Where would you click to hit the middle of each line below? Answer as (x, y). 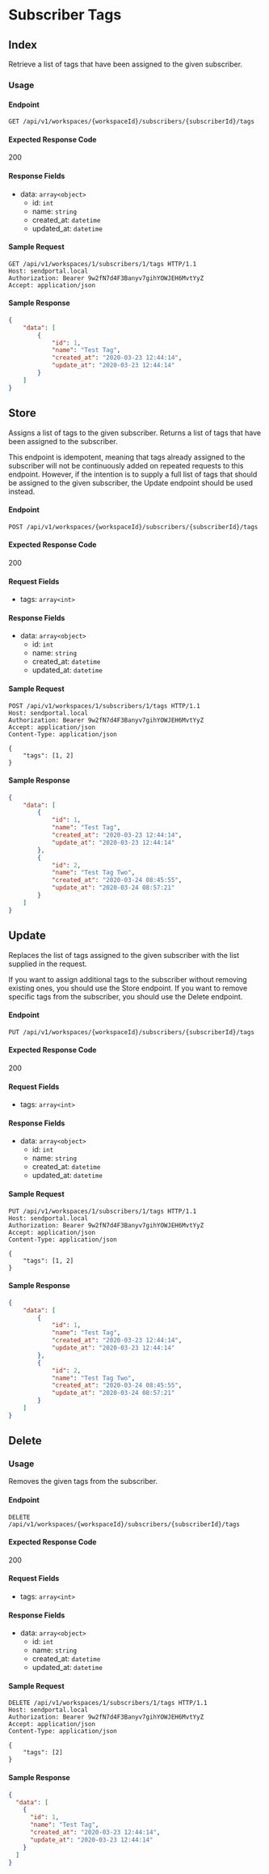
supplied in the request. (48, 964)
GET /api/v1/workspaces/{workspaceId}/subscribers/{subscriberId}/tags (131, 122)
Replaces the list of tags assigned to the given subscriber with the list (124, 955)
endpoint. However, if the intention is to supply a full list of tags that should (133, 474)
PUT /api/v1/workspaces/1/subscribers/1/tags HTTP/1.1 (103, 1211)
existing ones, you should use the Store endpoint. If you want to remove (128, 988)
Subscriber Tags (65, 15)
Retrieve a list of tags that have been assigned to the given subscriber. (126, 64)
